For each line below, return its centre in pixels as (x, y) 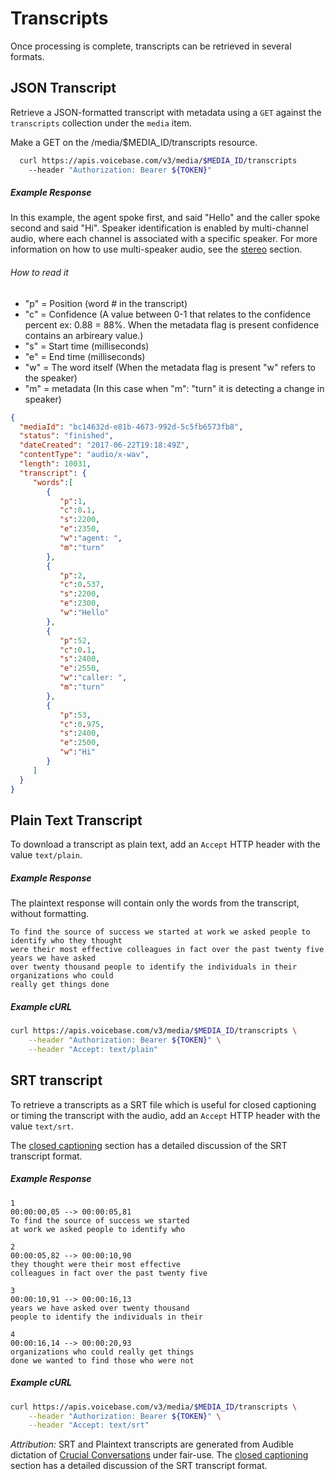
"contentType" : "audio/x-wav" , (84, 455)
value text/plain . (46, 855)
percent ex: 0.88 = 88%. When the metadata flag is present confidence (172, 324)
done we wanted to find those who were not (102, 1360)
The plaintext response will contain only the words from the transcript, (155, 903)
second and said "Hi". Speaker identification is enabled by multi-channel (159, 228)
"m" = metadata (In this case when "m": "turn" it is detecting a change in (174, 388)
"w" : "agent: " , (91, 538)
